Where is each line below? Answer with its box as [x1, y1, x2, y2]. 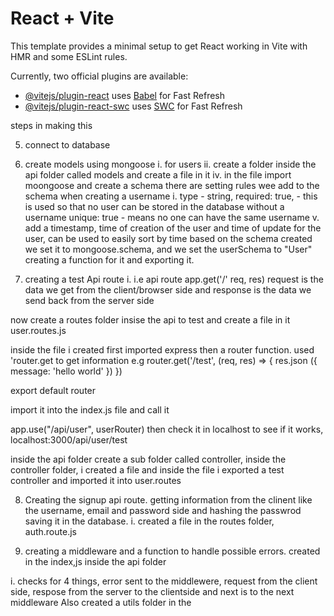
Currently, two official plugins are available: [10, 70, 189, 82]
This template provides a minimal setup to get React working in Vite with [10, 40, 308, 52]
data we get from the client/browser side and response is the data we [24, 283, 312, 296]
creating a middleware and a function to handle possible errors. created [24, 545, 321, 557]
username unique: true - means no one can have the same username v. [24, 211, 320, 223]
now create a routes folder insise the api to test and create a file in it [10, 313, 291, 326]
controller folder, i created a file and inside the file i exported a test [10, 463, 285, 476]
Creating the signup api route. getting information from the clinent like [24, 493, 313, 506]
